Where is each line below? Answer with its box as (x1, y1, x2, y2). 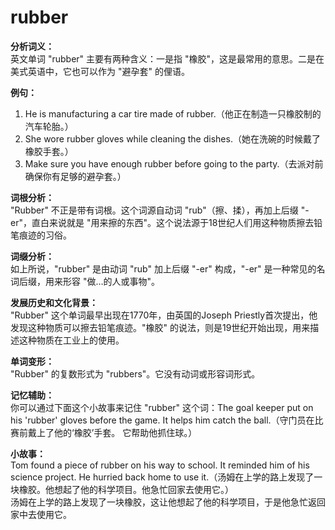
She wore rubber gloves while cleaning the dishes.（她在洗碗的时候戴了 (24, 132, 321, 145)
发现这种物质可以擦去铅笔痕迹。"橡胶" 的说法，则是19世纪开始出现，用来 (10, 321, 311, 333)
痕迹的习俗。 (18, 229, 72, 241)
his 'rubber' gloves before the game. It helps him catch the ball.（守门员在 (10, 414, 315, 426)
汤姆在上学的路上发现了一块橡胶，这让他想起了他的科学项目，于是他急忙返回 (10, 496, 326, 508)
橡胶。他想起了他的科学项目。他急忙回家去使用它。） (18, 483, 234, 495)
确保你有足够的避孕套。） (24, 170, 127, 182)
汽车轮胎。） (24, 120, 74, 132)
